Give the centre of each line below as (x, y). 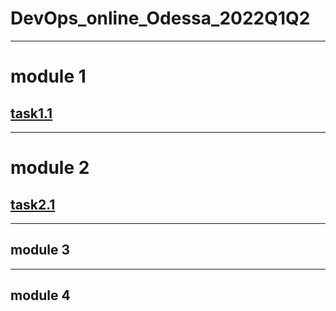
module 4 (40, 295)
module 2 (50, 168)
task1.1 (31, 113)
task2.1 (33, 204)
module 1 (48, 76)
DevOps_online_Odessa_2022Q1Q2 (160, 18)
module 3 (40, 250)
